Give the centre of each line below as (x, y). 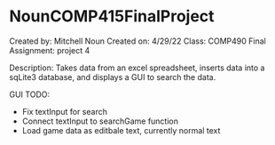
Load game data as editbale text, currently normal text (121, 130)
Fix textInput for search (65, 111)
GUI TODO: (30, 94)
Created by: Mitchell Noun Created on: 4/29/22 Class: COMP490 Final (137, 41)
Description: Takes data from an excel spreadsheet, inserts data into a (137, 68)
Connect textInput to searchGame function (100, 121)
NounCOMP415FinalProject (112, 16)
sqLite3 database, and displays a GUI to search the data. (113, 77)
